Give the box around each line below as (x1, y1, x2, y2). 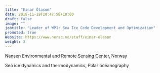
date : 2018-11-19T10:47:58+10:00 (5, 12, 74, 17)
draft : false (5, 16, 32, 21)
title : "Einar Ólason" (5, 7, 52, 12)
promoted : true (5, 30, 37, 35)
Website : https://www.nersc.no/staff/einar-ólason (5, 35, 112, 40)
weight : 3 (5, 39, 26, 44)
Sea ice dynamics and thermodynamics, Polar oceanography (5, 62, 129, 68)
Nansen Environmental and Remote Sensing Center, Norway (5, 53, 127, 59)
